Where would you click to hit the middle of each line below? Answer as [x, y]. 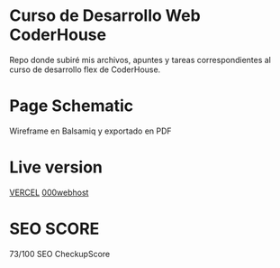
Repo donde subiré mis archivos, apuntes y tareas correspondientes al [140, 60]
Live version [56, 167]
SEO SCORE [54, 229]
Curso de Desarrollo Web [105, 16]
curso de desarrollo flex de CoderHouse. [85, 69]
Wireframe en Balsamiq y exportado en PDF [91, 131]
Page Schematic [72, 106]
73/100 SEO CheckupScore [60, 254]
